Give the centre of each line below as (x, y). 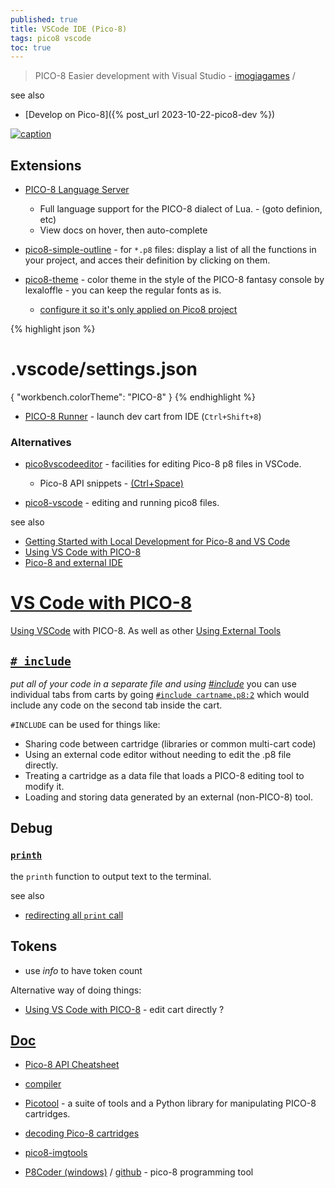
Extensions (46, 165)
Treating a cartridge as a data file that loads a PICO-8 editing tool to (164, 776)
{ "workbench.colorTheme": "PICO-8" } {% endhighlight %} (133, 397)
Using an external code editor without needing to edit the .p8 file (158, 755)
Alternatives (41, 442)
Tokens (34, 946)
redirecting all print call (74, 915)
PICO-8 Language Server (77, 190)
